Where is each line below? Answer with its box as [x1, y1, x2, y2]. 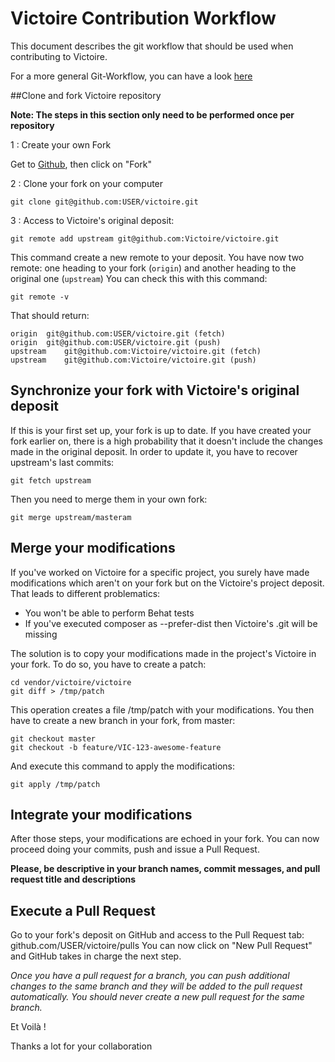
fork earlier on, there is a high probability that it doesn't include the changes [10, 435, 323, 447]
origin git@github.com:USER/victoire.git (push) [10, 337, 222, 347]
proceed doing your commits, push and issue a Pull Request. [10, 843, 260, 856]
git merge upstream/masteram [10, 512, 132, 522]
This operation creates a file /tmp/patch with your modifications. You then [10, 703, 315, 716]
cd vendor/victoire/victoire [10, 677, 132, 687]
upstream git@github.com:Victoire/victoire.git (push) [10, 355, 257, 365]
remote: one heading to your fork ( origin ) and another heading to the [10, 262, 297, 274]
